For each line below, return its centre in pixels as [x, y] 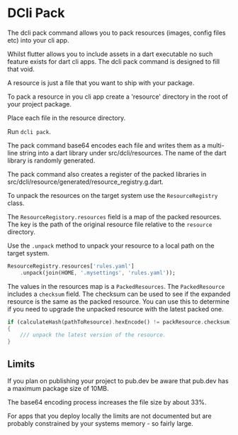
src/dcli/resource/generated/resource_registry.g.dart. [86, 182]
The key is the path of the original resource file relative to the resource [110, 224]
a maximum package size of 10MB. [58, 389]
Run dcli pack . [29, 131]
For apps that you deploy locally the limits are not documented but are [109, 416]
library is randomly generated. [51, 160]
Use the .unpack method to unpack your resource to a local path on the [111, 246]
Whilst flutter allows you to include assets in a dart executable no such [110, 54]
